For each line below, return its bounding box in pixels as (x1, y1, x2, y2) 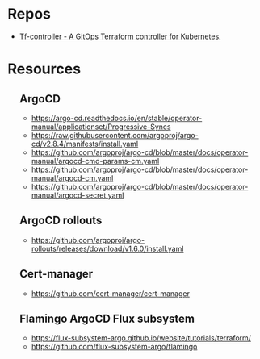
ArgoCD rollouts (19, 214, 103, 228)
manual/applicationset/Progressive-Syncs (31, 122, 171, 131)
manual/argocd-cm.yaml (31, 173, 114, 182)
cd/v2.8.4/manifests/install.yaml (31, 139, 139, 148)
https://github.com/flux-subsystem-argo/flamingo (31, 342, 198, 352)
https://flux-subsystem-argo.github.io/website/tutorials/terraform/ (31, 333, 252, 343)
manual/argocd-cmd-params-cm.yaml (31, 156, 160, 165)
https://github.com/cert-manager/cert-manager (31, 288, 191, 298)
